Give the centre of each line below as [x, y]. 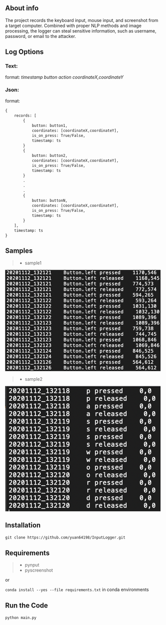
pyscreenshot [39, 570]
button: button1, [50, 125]
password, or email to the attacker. [41, 36]
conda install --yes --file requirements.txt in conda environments [77, 590]
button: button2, [50, 155]
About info [22, 8]
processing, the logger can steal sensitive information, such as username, [81, 31]
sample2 [34, 379]
